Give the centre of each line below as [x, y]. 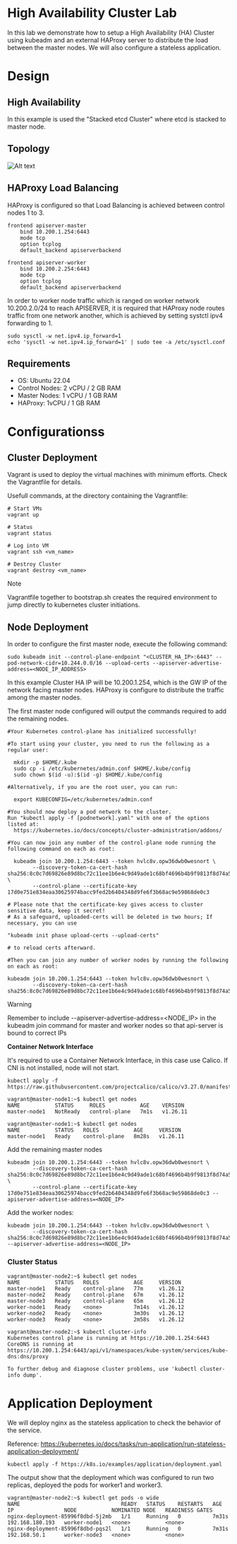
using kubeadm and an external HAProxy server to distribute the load [108, 40]
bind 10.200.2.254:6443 [55, 269]
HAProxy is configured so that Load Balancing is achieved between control [116, 205]
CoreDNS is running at [41, 1344]
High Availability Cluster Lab [92, 13]
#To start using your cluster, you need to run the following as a [109, 744]
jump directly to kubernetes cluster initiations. [74, 605]
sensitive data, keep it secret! [56, 911]
